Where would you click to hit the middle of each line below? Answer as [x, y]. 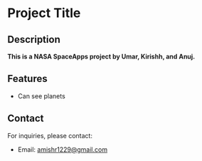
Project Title [44, 13]
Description [34, 40]
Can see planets [41, 96]
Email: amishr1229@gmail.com [63, 149]
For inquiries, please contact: [50, 135]
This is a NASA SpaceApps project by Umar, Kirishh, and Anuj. [101, 56]
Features [27, 79]
